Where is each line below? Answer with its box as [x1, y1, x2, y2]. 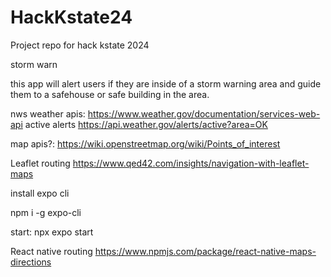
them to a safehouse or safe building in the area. [10, 88, 210, 100]
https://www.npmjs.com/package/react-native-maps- [94, 245, 317, 257]
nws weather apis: [10, 107, 86, 120]
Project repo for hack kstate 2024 [10, 39, 150, 51]
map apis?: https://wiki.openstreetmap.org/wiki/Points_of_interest [10, 137, 281, 150]
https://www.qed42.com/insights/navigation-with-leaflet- [72, 157, 310, 169]
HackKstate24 [10, 6, 133, 29]
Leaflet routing [10, 157, 71, 169]
